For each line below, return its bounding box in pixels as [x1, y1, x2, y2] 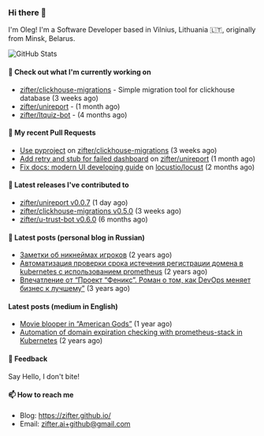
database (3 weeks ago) [19, 93, 99, 102]
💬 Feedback [8, 354, 48, 363]
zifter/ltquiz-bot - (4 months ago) [19, 110, 128, 119]
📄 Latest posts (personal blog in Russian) [8, 233, 146, 242]
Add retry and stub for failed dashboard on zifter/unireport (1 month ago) [19, 154, 256, 163]
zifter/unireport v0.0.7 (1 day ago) [19, 197, 128, 207]
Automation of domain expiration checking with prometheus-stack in [19, 327, 243, 337]
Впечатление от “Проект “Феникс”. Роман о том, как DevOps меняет [19, 275, 251, 285]
